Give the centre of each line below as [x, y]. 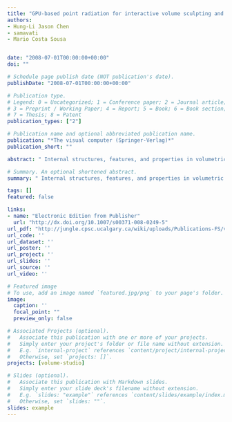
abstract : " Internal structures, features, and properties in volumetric [117, 159]
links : [17, 210]
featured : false [30, 197]
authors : [20, 20]
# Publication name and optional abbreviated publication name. [101, 134]
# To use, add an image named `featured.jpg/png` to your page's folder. [116, 293]
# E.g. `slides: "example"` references [68, 395]
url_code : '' [26, 235]
